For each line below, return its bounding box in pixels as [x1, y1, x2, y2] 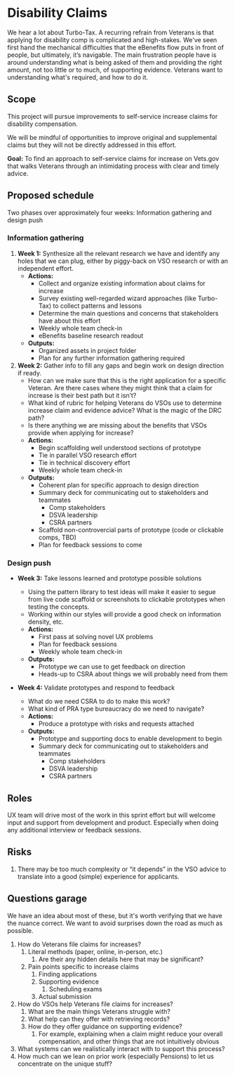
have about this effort [38, 316, 101, 325]
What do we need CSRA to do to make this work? [27, 697, 170, 706]
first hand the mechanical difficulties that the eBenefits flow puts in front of [7, 43, 224, 51]
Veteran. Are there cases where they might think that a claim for [27, 383, 213, 392]
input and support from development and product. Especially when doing [7, 818, 219, 827]
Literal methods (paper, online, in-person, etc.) [27, 947, 163, 955]
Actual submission [38, 992, 92, 1000]
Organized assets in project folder [38, 346, 137, 354]
